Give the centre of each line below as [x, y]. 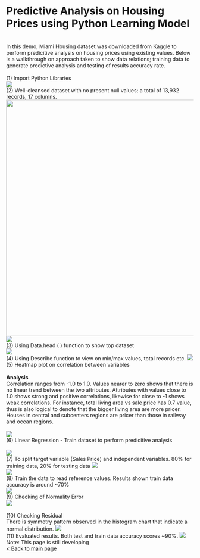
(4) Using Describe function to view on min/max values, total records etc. [96, 358]
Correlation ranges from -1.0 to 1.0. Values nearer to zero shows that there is [100, 384]
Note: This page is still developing [48, 542]
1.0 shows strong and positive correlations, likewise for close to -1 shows [95, 396]
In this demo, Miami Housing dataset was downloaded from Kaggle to [91, 46]
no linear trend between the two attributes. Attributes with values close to [96, 390]
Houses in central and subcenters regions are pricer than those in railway [96, 415]
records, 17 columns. [32, 96]
